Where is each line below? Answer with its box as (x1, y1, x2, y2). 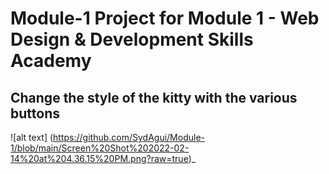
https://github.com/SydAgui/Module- (53, 132, 205, 143)
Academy (10, 50, 92, 72)
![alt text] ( (10, 132, 54, 143)
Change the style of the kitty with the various (10, 89, 298, 106)
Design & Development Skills (10, 28, 254, 51)
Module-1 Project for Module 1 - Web (10, 7, 320, 30)
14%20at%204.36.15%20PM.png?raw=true (10, 153, 189, 164)
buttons (10, 105, 60, 122)
